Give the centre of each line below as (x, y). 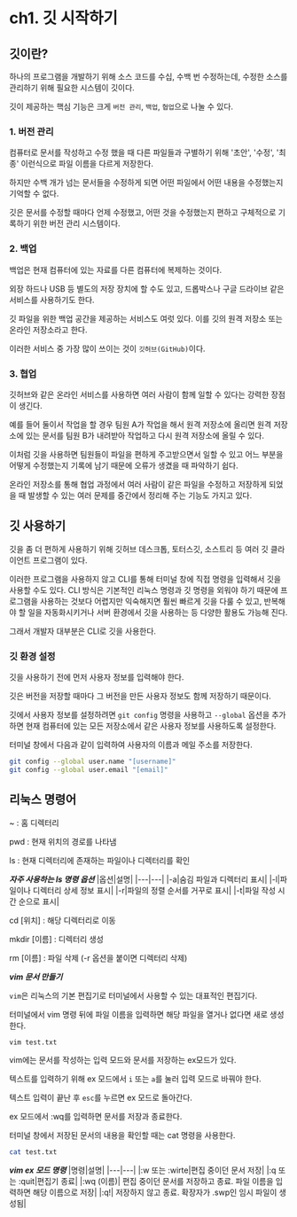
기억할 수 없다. (34, 194)
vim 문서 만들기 (36, 977)
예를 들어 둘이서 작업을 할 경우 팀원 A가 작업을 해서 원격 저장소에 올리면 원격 (141, 424)
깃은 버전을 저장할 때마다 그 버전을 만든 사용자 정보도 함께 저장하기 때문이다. (141, 696)
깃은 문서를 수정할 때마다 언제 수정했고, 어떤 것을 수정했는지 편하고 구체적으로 (143, 213)
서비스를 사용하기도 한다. (52, 300)
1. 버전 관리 (31, 131)
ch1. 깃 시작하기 (63, 18)
